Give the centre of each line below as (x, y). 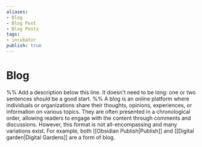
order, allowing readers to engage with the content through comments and (99, 118)
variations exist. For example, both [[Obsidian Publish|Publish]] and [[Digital (100, 131)
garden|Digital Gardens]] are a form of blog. (61, 137)
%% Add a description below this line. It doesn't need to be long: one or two (101, 92)
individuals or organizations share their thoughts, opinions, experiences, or (99, 105)
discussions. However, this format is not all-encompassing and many (92, 124)
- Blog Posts (23, 29)
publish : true (24, 46)
